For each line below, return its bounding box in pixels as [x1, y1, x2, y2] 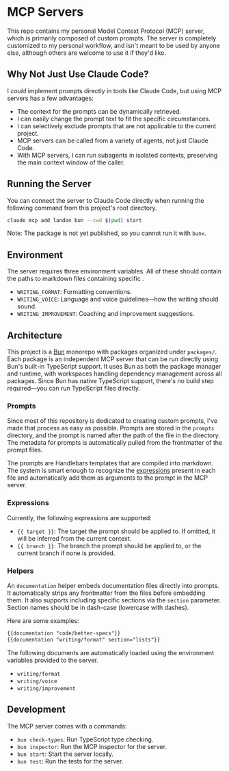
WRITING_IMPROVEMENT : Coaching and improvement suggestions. [16, 310, 195, 318]
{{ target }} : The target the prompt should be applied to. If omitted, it [16, 527, 216, 535]
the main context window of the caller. [16, 158, 125, 167]
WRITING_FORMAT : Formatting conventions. [16, 288, 132, 296]
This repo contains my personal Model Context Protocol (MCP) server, [7, 27, 205, 35]
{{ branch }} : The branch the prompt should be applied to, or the [16, 541, 202, 550]
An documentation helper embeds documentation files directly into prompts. [7, 581, 220, 589]
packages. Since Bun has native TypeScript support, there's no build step [7, 377, 214, 385]
